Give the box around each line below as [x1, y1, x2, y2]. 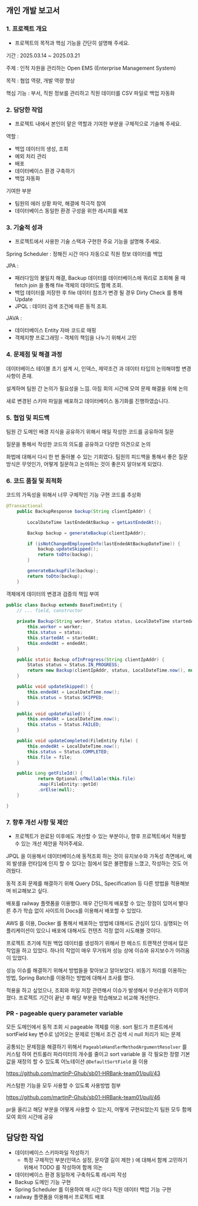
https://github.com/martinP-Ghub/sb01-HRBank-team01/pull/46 [6, 1094, 161, 1101]
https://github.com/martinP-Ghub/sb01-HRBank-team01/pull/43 [6, 1070, 161, 1077]
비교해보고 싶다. [12, 887, 49, 894]
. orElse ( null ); [37, 787, 75, 793]
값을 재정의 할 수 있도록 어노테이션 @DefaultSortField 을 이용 [6, 1058, 148, 1065]
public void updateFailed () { [16, 710, 91, 717]
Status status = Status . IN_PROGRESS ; [27, 662, 120, 668]
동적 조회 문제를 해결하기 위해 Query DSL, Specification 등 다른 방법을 [6, 880, 169, 887]
